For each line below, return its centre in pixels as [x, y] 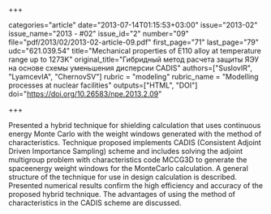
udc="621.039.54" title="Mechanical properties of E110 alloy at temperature [135, 51]
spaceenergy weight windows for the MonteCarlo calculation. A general [129, 168]
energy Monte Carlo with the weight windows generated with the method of [135, 134]
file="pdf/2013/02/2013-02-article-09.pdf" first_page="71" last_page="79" [134, 42]
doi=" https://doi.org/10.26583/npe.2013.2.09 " [85, 94]
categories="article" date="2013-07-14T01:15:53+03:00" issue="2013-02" [133, 25]
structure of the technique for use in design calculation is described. [123, 177]
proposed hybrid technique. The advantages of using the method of [122, 194]
